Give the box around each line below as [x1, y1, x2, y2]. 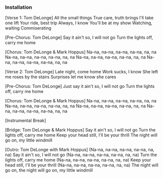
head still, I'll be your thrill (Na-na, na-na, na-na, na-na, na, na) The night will [5, 162, 159, 168]
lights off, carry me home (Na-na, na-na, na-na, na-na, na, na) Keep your [5, 157, 151, 163]
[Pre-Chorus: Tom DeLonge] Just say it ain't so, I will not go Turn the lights [5, 83, 155, 89]
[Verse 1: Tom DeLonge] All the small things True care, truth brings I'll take [5, 15, 154, 21]
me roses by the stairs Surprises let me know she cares [5, 74, 116, 80]
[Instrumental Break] [5, 118, 46, 124]
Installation [5, 4, 33, 11]
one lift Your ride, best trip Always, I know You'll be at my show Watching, [5, 20, 152, 26]
